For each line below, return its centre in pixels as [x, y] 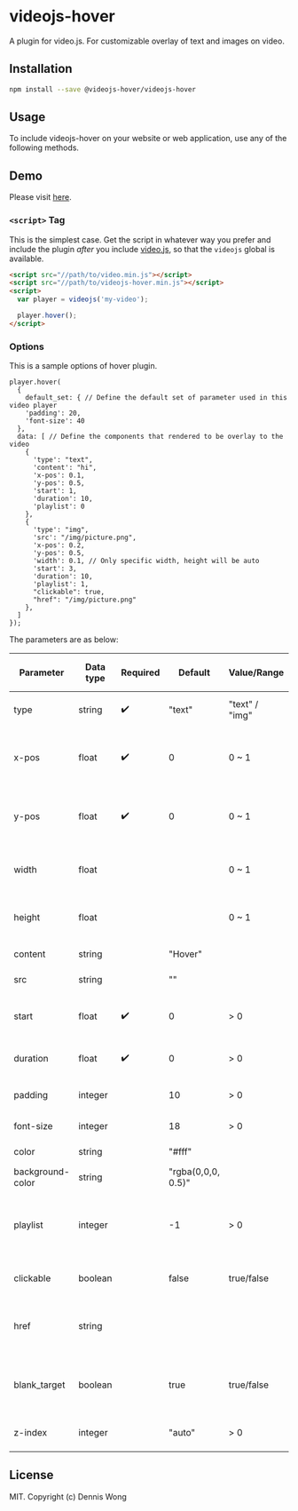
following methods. [44, 147]
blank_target [39, 1385]
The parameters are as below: [64, 640]
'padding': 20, [53, 414]
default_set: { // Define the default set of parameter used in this [157, 398]
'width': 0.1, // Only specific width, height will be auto [146, 561]
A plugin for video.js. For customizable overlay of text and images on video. [147, 41]
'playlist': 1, [61, 585]
